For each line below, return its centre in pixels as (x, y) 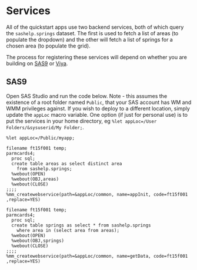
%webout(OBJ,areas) (35, 179)
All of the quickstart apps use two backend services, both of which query (95, 27)
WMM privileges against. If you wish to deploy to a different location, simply (98, 108)
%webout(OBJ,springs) (38, 241)
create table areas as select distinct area (67, 163)
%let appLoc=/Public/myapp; (41, 138)
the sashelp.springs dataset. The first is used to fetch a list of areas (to (92, 33)
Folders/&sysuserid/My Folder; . (45, 127)
